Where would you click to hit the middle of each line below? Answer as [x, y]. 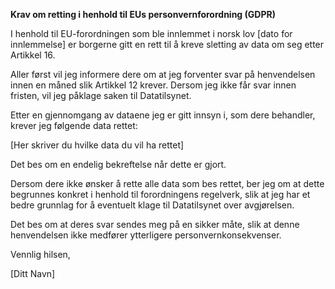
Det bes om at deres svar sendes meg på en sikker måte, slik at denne [155, 224]
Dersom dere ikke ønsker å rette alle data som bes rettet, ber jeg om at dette [167, 183]
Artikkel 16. [33, 55]
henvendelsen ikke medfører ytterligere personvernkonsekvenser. [146, 235]
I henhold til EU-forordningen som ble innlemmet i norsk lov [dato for [151, 33]
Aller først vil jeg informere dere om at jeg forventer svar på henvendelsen [163, 74]
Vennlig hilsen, [40, 254]
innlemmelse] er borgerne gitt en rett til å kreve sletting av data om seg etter [167, 44]
